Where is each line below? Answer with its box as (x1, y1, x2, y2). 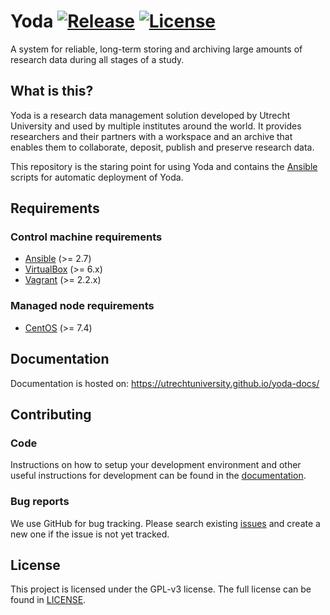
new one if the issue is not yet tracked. (10, 528, 170, 540)
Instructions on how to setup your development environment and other (10, 459, 302, 471)
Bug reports (10, 495, 70, 509)
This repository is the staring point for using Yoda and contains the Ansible (10, 160, 318, 172)
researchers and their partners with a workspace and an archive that (10, 130, 293, 142)
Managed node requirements (10, 299, 155, 313)
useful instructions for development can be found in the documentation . (10, 470, 307, 482)
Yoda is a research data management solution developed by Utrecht (10, 109, 291, 121)
